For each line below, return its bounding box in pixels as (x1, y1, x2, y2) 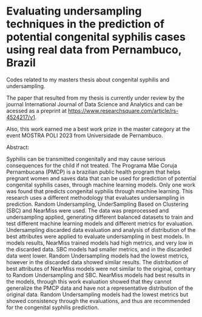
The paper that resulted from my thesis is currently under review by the (6, 94, 185, 101)
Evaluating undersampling (6, 4, 142, 18)
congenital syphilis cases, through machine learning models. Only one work (6, 181, 196, 188)
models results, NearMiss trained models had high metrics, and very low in (6, 239, 194, 247)
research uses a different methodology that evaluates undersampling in (6, 194, 185, 201)
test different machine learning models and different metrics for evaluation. (6, 220, 194, 227)
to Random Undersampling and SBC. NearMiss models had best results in (6, 271, 190, 279)
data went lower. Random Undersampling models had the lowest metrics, (6, 252, 189, 259)
